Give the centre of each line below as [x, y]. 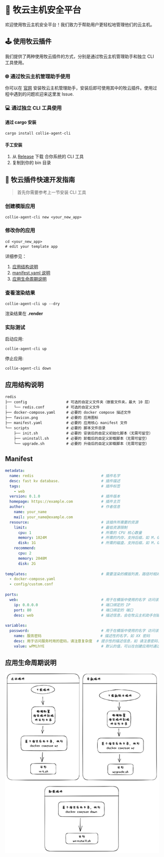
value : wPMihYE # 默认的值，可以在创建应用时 [83, 646]
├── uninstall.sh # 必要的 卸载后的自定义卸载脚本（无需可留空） [82, 439]
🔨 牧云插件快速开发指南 [40, 179]
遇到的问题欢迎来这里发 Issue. [44, 94]
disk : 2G [27, 564]
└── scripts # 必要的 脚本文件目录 [55, 428]
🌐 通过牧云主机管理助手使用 [38, 76]
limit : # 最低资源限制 [71, 527]
